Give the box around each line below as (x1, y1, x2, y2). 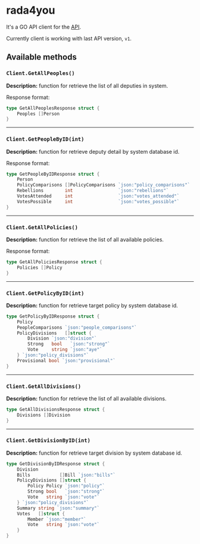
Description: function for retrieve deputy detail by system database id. (6, 148, 180, 155)
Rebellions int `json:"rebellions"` (17, 188, 169, 194)
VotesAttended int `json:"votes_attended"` (17, 193, 180, 200)
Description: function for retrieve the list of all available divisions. (6, 394, 167, 402)
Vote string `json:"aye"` (27, 347, 102, 353)
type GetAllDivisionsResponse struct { (6, 406, 105, 412)
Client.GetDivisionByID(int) (6, 437, 91, 444)
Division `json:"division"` (27, 335, 97, 341)
